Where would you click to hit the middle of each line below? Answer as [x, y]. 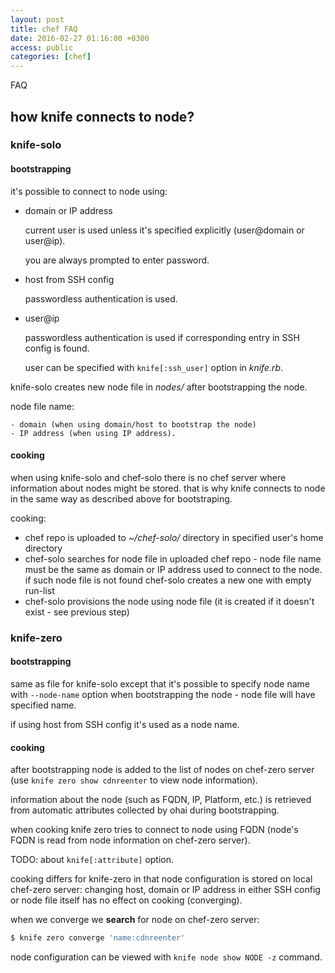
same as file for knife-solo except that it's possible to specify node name [160, 683]
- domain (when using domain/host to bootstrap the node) [133, 424]
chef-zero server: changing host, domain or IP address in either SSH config [165, 890]
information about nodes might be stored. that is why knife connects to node [168, 488]
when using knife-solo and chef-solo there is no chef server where [148, 477]
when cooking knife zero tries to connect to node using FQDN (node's [154, 830]
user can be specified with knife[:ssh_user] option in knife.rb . [154, 367]
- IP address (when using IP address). [93, 433]
